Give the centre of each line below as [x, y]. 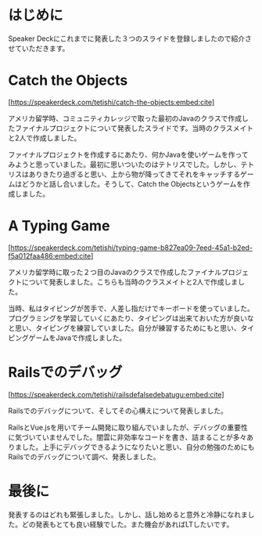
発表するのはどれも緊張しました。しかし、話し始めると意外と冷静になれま [128, 514]
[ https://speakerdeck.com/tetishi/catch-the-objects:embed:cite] [111, 102]
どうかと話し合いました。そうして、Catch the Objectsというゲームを [133, 183]
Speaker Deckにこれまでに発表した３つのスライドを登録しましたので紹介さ [130, 38]
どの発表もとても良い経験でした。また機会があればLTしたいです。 [127, 524]
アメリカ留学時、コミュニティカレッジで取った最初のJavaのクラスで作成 [125, 118]
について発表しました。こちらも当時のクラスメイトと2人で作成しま [130, 281]
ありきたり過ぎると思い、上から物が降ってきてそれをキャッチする [135, 174]
